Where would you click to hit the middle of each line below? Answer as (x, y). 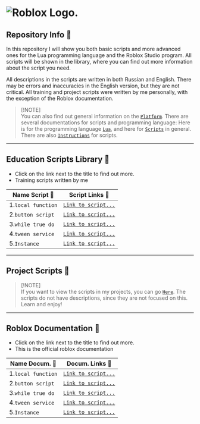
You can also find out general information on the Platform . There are (104, 116)
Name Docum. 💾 (33, 364)
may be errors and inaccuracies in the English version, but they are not (93, 86)
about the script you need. (39, 68)
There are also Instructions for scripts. (69, 135)
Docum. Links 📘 (89, 364)
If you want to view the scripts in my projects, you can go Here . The (103, 291)
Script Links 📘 (89, 194)
